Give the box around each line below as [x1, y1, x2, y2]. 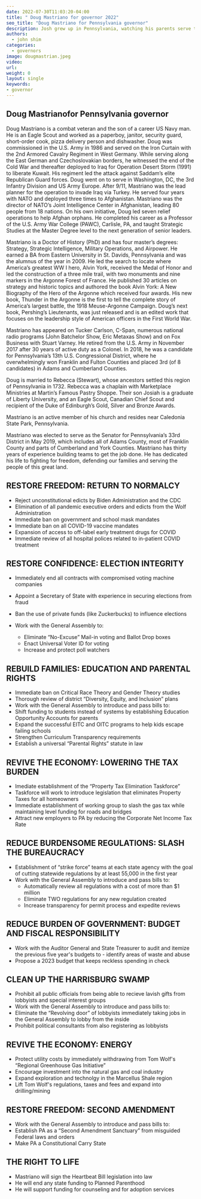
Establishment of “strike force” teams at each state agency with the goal [14, 863, 193, 870]
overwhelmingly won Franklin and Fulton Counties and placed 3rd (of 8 [6, 358, 181, 366]
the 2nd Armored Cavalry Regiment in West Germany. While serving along [6, 150, 188, 158]
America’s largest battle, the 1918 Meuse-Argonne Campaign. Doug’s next [6, 302, 188, 309]
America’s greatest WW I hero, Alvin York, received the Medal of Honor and [6, 264, 193, 271]
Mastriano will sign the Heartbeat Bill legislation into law [14, 1173, 153, 1180]
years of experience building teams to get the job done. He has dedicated [6, 450, 188, 457]
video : [6, 59, 23, 65]
